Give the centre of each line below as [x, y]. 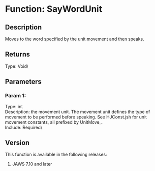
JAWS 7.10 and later [32, 164]
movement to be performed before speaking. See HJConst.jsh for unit [76, 117]
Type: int [14, 106]
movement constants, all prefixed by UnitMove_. [54, 122]
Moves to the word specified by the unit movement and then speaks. [75, 39]
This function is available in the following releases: [56, 155]
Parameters [23, 82]
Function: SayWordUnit [54, 9]
